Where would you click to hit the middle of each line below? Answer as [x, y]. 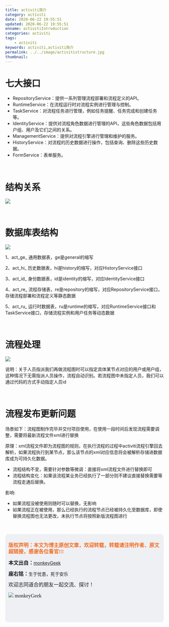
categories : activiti [28, 33]
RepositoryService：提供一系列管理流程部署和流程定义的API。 [77, 98]
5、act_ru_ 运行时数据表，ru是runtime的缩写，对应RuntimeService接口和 [80, 306]
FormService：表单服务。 [39, 155]
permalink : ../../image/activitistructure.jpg [55, 52]
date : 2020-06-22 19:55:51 [33, 19]
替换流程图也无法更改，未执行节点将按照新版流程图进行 [70, 516]
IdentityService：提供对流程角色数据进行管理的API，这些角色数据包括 [84, 124]
